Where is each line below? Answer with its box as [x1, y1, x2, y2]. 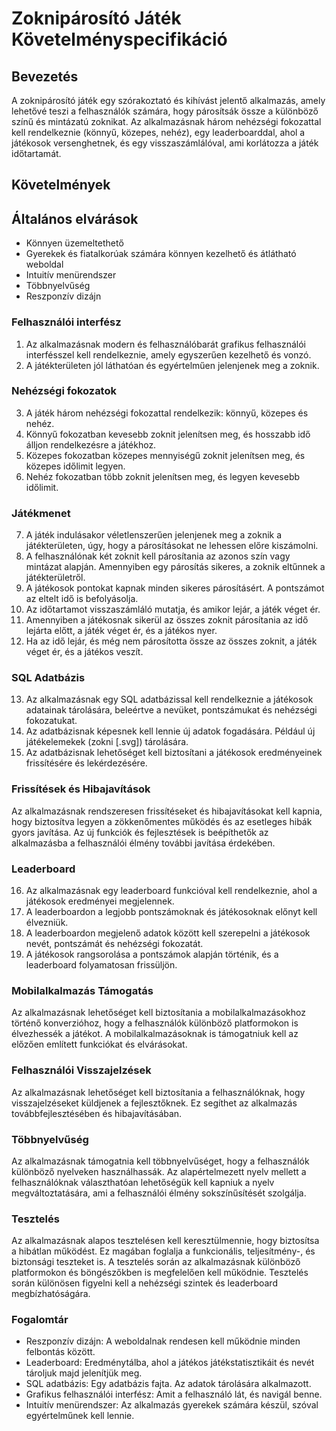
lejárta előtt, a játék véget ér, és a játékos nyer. [25, 625, 218, 637]
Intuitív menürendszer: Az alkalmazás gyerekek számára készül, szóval [25, 1399, 319, 1411]
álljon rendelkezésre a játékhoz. [25, 438, 157, 451]
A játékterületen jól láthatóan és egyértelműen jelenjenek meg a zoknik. [25, 359, 320, 371]
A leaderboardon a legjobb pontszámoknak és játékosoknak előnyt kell [25, 905, 318, 917]
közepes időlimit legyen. [25, 460, 126, 472]
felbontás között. [25, 1346, 96, 1358]
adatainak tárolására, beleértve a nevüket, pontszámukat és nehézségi [25, 704, 318, 716]
